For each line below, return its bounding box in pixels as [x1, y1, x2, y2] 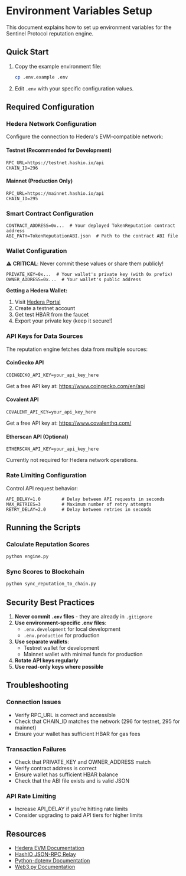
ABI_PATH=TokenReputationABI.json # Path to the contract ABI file [6, 233, 178, 239]
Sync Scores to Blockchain [6, 568, 84, 575]
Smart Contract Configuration [6, 209, 94, 217]
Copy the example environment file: [14, 63, 102, 70]
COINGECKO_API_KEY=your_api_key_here [6, 372, 99, 378]
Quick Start [6, 47, 49, 57]
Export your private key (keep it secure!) [14, 317, 113, 324]
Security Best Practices [6, 597, 95, 607]
